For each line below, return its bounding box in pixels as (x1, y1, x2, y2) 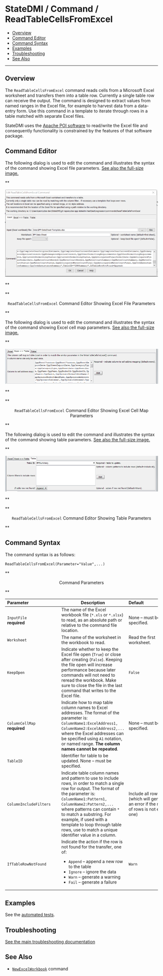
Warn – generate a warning (68, 874, 121, 880)
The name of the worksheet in (61, 634, 121, 640)
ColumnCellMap (7, 721, 36, 726)
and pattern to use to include (61, 775, 119, 781)
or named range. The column (61, 741, 120, 747)
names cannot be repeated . (61, 746, 118, 752)
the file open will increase (61, 662, 113, 668)
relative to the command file (61, 622, 117, 628)
